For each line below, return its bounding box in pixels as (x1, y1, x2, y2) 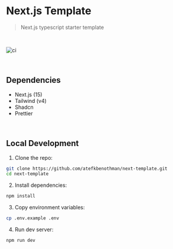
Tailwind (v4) (14, 97, 47, 104)
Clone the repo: (14, 154, 53, 161)
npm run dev (6, 238, 35, 244)
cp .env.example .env (6, 215, 60, 221)
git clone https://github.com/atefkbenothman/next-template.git (6, 166, 168, 172)
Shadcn (14, 104, 34, 111)
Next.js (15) (14, 90, 43, 98)
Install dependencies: (14, 182, 67, 189)
